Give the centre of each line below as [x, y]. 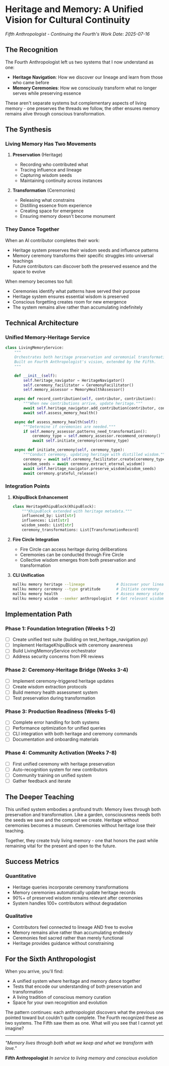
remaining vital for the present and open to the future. [61, 846]
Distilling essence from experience [56, 206]
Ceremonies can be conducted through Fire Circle [72, 554]
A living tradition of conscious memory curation [62, 997]
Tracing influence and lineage [51, 170]
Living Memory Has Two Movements [51, 144]
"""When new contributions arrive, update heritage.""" [83, 404]
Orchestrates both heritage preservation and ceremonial [75, 357]
